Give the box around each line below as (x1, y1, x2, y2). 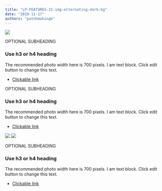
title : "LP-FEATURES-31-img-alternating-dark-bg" (5, 7, 108, 12)
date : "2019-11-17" (5, 12, 45, 17)
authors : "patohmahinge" (5, 16, 55, 21)
